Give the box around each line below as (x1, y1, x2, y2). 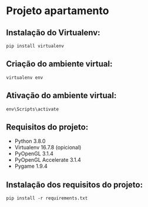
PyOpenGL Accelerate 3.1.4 (14, 156, 81, 163)
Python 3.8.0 (14, 138, 46, 145)
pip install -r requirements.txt (6, 195, 88, 201)
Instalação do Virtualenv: (6, 28, 101, 38)
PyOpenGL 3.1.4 (14, 150, 54, 157)
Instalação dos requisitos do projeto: (6, 179, 143, 189)
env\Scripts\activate (6, 106, 59, 112)
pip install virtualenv (6, 43, 65, 49)
